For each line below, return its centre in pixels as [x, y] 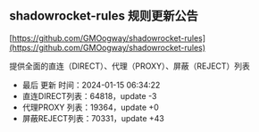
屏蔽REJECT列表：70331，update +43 [93, 118]
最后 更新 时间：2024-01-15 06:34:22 [91, 85]
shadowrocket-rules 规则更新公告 [104, 16]
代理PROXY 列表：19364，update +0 [90, 107]
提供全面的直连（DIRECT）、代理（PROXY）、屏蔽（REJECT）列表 [129, 66]
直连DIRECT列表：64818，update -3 [89, 95]
